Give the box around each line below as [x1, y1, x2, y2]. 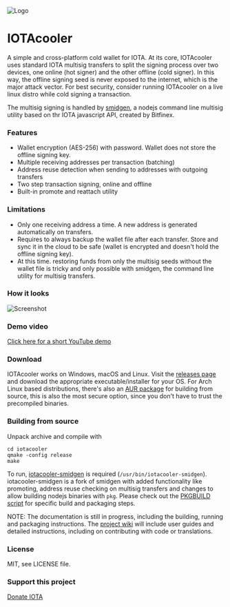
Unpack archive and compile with [7, 432, 102, 440]
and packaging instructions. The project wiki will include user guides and [7, 519, 214, 528]
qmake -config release [7, 451, 72, 458]
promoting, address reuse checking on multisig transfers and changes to [7, 484, 213, 493]
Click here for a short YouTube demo [7, 338, 112, 346]
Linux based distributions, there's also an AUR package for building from [7, 384, 213, 393]
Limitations [7, 205, 46, 214]
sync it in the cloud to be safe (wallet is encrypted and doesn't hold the [17, 242, 219, 251]
